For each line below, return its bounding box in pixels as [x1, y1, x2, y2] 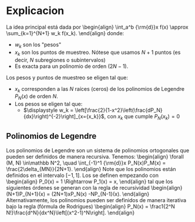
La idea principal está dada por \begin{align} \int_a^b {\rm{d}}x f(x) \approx [6, 23, 189, 30]
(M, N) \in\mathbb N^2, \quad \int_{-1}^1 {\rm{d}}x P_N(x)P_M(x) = [6, 159, 166, 166]
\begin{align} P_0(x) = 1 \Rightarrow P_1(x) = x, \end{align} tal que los [6, 177, 173, 185]
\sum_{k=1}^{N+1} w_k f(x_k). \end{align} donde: [6, 29, 125, 36]
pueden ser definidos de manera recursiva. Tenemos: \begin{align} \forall [6, 153, 184, 160]
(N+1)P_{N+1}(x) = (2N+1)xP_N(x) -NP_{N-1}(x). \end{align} [6, 190, 150, 197]
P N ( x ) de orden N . [14, 93, 59, 101]
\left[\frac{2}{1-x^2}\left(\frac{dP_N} [75, 107, 163, 114]
